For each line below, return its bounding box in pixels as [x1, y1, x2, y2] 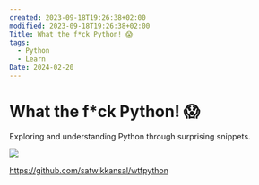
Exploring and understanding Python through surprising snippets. [9, 130, 251, 141]
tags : [9, 38, 30, 47]
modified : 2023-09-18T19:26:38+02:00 [9, 21, 151, 30]
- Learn [17, 55, 47, 63]
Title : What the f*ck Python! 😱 [9, 29, 134, 38]
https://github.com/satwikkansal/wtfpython [9, 164, 168, 175]
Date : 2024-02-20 [9, 63, 74, 72]
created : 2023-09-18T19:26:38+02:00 [9, 13, 146, 22]
